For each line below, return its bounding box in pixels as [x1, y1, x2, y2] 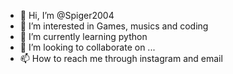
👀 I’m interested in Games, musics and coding [19, 20, 209, 32]
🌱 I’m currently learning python [19, 31, 148, 42]
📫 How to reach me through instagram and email [19, 53, 223, 64]
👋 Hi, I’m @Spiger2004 [19, 10, 115, 21]
